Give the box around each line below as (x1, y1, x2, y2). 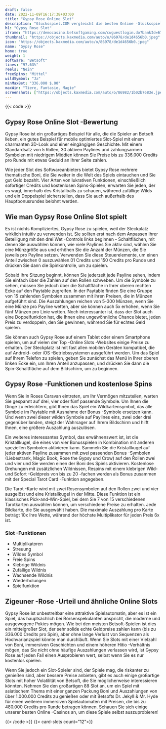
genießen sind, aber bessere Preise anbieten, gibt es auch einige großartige (5, 672, 160, 678)
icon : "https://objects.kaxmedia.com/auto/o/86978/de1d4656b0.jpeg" (5, 40, 149, 44)
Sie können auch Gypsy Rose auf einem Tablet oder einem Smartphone (5, 334, 151, 340)
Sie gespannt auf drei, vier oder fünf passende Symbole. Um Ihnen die (5, 398, 149, 404)
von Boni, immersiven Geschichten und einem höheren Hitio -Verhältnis (5, 642, 151, 647)
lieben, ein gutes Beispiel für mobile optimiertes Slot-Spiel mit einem (5, 136, 144, 142)
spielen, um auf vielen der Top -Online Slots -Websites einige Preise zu (5, 340, 150, 345)
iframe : (5, 30, 21, 35)
